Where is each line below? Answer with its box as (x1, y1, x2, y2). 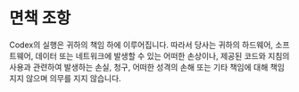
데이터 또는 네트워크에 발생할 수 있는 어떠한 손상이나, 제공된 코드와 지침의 (35, 50, 290, 61)
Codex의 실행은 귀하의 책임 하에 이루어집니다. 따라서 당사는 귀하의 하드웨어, (9, 39, 274, 50)
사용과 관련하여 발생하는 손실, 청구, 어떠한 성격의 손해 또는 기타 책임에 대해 (9, 62, 269, 72)
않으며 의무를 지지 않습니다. (25, 72, 122, 83)
